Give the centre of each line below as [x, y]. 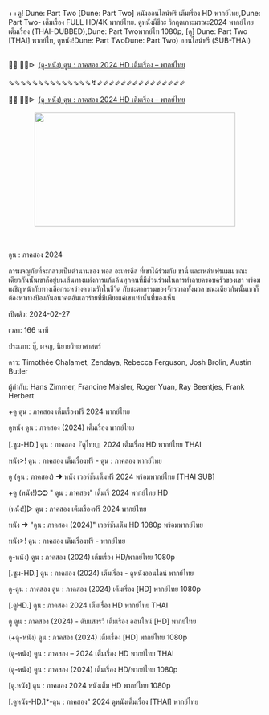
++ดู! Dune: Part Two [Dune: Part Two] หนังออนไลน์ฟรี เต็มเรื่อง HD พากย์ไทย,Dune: [134, 13]
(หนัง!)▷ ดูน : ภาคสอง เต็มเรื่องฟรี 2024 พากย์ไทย [77, 509]
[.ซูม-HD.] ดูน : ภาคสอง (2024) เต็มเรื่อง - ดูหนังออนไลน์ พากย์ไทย [101, 573]
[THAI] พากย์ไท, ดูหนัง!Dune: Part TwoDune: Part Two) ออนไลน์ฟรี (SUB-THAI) [130, 40]
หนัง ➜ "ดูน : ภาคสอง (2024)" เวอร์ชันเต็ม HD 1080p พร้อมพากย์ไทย [106, 525]
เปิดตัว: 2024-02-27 [39, 314]
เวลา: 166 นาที [29, 330]
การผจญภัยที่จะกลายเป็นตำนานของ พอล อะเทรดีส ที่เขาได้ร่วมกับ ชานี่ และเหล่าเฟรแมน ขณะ [128, 271]
